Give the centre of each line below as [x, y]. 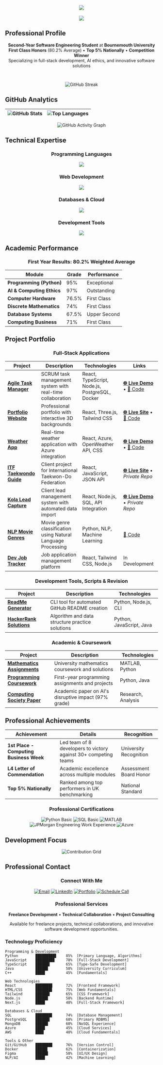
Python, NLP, [97, 528]
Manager [18, 389]
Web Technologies [23, 982]
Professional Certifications [81, 809]
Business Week [26, 757]
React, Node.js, [99, 496]
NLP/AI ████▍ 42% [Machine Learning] [61, 1058]
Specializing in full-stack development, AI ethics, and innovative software [81, 60]
